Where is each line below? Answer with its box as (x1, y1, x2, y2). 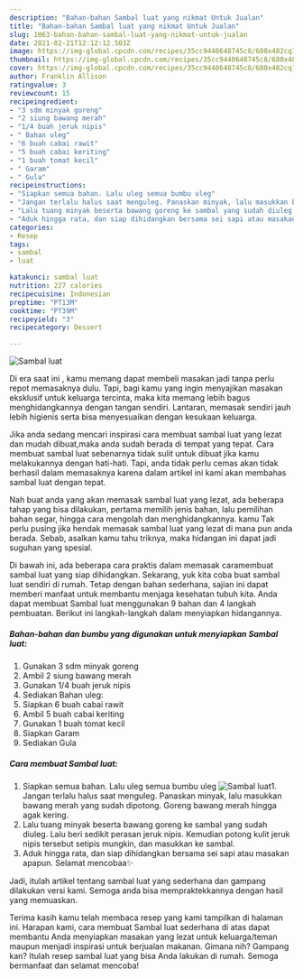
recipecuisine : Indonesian (9, 290, 111, 299)
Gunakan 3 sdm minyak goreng (22, 660, 140, 672)
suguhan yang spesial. (9, 542, 93, 553)
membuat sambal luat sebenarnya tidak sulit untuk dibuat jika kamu (9, 448, 260, 459)
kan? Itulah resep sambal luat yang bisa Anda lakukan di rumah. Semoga (9, 951, 279, 962)
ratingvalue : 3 (9, 80, 67, 89)
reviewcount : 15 (9, 88, 70, 97)
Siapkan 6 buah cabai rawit (22, 699, 124, 710)
